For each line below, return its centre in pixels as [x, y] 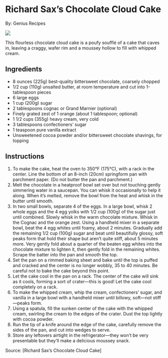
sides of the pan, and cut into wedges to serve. [62, 330]
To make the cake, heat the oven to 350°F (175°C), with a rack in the [83, 168]
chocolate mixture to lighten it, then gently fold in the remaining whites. [86, 249]
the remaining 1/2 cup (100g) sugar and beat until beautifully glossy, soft [88, 233]
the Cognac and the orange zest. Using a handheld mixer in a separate [86, 222]
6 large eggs [26, 98]
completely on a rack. [35, 287]
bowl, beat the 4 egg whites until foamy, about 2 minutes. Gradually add [87, 228]
